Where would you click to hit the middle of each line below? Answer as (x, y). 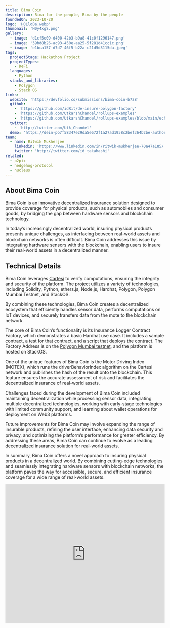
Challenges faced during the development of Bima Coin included (73, 393)
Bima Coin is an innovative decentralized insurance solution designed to (80, 203)
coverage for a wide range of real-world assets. (55, 477)
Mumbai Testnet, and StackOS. (37, 295)
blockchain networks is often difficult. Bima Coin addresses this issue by (81, 240)
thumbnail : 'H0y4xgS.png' (32, 29)
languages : (21, 71)
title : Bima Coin (24, 10)
